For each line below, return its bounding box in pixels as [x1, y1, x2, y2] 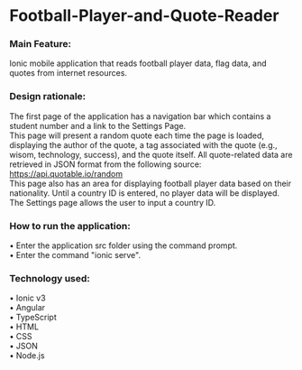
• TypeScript [9, 312, 57, 323]
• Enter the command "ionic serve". [9, 250, 142, 261]
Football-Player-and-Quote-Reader [9, 5, 279, 26]
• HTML [9, 321, 39, 332]
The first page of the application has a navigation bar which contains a [9, 110, 271, 122]
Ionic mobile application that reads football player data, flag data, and [9, 58, 268, 69]
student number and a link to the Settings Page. [9, 120, 187, 131]
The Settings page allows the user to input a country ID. [9, 197, 216, 208]
